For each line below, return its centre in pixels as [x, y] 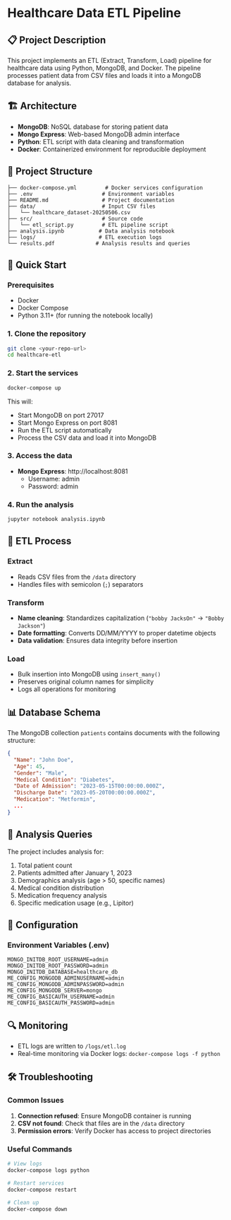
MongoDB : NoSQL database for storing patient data [93, 127]
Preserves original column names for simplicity [85, 682]
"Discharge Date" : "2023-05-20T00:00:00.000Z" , [85, 793]
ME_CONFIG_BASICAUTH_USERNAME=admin [61, 997]
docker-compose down [38, 1209]
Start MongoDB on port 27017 [61, 415]
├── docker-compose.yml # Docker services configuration [105, 188]
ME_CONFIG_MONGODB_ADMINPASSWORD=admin [66, 985]
